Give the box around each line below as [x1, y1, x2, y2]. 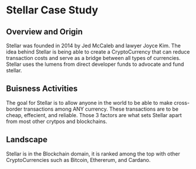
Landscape [6, 135, 48, 145]
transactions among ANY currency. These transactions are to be [23, 105, 178, 112]
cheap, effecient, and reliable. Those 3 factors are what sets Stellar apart [6, 111, 183, 118]
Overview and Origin [6, 27, 83, 37]
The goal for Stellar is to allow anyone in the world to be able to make [6, 99, 173, 106]
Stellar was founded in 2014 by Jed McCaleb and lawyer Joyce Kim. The [6, 42, 181, 49]
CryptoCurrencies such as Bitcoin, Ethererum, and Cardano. [6, 156, 151, 163]
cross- [173, 99, 190, 106]
